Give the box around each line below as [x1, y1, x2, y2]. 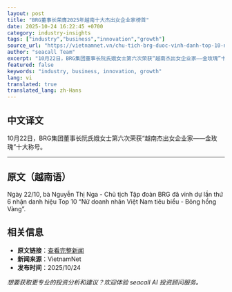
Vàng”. [7, 204, 26, 213]
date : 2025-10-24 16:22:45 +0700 [7, 23, 104, 30]
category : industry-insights [7, 29, 91, 37]
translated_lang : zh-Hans [7, 87, 81, 94]
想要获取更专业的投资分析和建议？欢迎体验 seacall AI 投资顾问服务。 [7, 278, 202, 286]
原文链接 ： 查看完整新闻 [17, 246, 84, 254]
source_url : [7, 42, 41, 49]
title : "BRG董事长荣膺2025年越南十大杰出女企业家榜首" [7, 17, 150, 23]
